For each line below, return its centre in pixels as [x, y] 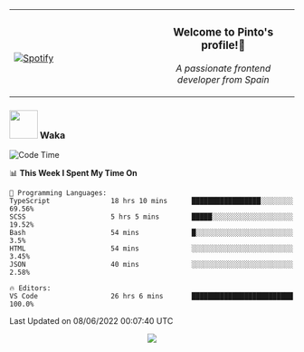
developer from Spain [223, 79]
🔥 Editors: [30, 288]
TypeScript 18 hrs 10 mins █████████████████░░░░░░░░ [152, 201]
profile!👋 [223, 45]
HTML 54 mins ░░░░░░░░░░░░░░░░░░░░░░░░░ [152, 249]
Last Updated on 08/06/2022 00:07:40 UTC [91, 321]
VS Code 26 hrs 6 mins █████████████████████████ [152, 297]
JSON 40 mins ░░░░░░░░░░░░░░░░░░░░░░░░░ [152, 265]
